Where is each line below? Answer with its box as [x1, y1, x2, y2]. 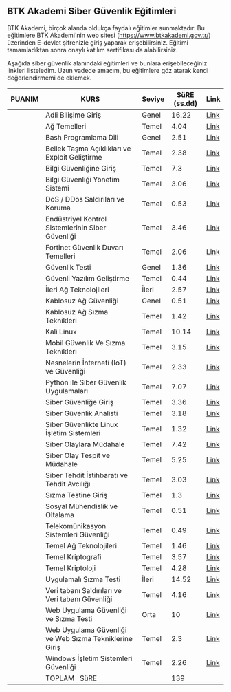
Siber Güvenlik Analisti [45, 409, 118, 418]
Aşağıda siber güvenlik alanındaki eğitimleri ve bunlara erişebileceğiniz [7, 58, 208, 67]
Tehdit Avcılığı [45, 479, 91, 488]
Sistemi [45, 183, 70, 193]
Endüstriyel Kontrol [45, 214, 107, 224]
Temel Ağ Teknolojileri [45, 541, 118, 550]
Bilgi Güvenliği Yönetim [45, 175, 120, 184]
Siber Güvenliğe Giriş [45, 397, 114, 407]
